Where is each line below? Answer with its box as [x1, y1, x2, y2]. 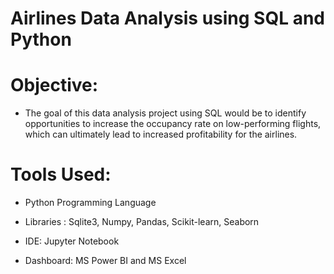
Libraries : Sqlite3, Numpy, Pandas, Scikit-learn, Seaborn [24, 216, 260, 228]
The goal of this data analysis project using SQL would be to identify [24, 107, 307, 119]
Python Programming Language [24, 197, 157, 209]
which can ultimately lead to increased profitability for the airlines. [24, 128, 298, 141]
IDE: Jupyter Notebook [24, 235, 120, 247]
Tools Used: [10, 163, 112, 186]
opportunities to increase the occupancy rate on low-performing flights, [24, 118, 322, 130]
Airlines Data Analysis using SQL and [10, 7, 326, 30]
